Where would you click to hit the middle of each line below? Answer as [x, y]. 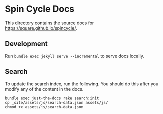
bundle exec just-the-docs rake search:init [52, 98]
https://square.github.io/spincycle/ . [41, 28]
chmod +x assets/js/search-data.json [44, 107]
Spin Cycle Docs [40, 9]
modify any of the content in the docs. [44, 89]
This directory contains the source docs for [50, 23]
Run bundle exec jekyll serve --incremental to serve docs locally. [75, 56]
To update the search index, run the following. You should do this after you [82, 84]
